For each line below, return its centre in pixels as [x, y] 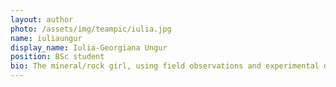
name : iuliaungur [46, 38]
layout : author [42, 19]
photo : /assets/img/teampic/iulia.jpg [91, 29]
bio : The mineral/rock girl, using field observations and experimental [165, 66]
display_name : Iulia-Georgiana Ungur [89, 47]
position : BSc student [57, 57]
